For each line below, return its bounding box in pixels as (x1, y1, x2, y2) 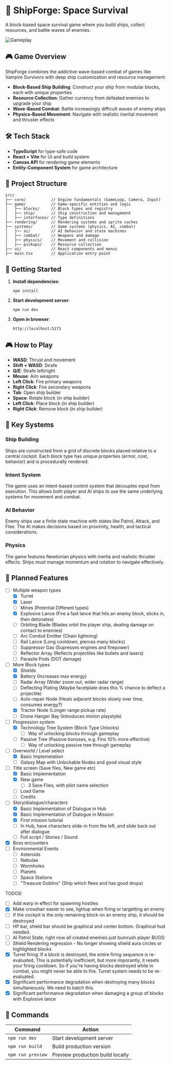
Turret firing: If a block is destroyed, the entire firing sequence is (12, 951, 149, 958)
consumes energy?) (20, 702, 63, 708)
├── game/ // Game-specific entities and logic (5, 202, 131, 207)
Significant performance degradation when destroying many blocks (12, 979, 155, 985)
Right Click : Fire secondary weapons (12, 384, 91, 390)
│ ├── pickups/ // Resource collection (5, 242, 102, 247)
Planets (20, 868, 37, 875)
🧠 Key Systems (5, 421, 54, 429)
